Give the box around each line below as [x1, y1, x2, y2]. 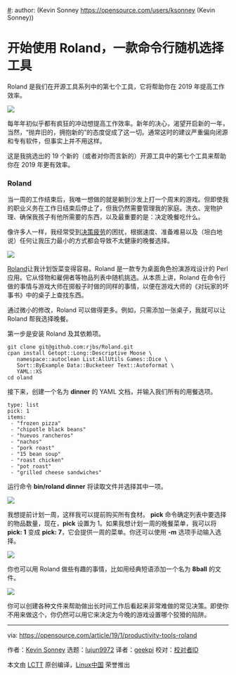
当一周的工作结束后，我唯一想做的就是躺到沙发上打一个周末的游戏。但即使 [7, 195, 223, 204]
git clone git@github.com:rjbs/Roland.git [7, 343, 133, 350]
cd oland [7, 374, 33, 381]
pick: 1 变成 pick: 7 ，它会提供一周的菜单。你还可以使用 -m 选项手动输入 [7, 528, 216, 537]
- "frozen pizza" [10, 420, 61, 427]
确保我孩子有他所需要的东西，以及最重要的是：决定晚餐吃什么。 [19, 213, 204, 221]
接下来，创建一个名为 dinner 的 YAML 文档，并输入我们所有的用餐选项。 [7, 388, 217, 396]
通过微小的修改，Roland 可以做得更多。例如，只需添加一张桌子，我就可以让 [7, 306, 226, 315]
